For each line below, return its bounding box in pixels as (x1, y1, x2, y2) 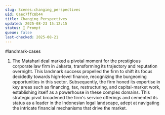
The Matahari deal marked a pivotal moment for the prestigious (12, 58, 141, 64)
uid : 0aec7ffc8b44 (5, 12, 43, 17)
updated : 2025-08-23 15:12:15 (5, 21, 68, 26)
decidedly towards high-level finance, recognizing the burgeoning (12, 74, 147, 79)
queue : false (5, 30, 32, 35)
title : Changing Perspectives (5, 16, 68, 21)
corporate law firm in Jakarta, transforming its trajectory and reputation (12, 63, 158, 69)
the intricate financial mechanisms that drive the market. (12, 105, 127, 111)
